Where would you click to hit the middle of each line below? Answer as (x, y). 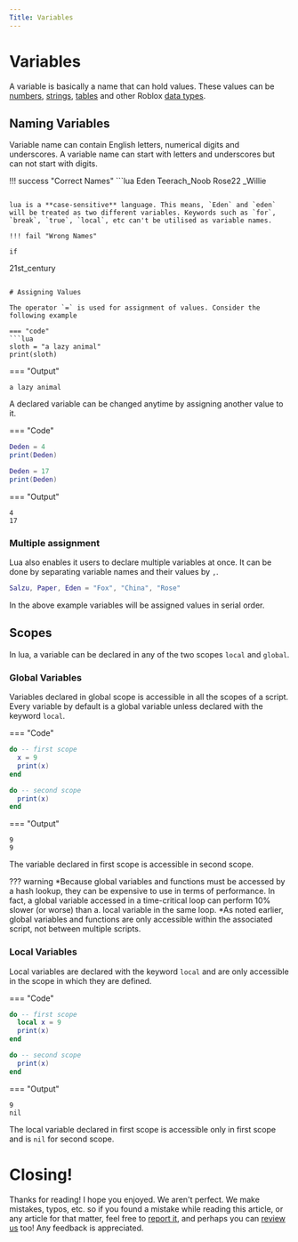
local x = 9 (40, 1023)
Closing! (41, 1174)
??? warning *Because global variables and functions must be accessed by (147, 882)
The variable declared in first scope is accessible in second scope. (132, 865)
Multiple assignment (55, 543)
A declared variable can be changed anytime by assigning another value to (146, 404)
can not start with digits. (53, 164)
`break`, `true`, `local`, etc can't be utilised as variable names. (141, 221)
